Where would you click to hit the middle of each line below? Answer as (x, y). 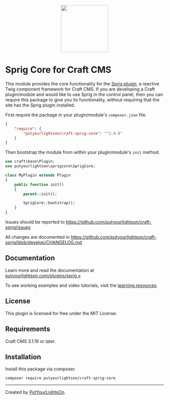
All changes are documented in (37, 237)
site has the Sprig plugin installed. (40, 105)
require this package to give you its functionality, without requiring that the (82, 99)
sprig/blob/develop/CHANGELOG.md (44, 242)
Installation (23, 357)
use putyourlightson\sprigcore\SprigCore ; (50, 166)
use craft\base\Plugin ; (30, 162)
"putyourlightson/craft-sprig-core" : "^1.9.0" (73, 133)
